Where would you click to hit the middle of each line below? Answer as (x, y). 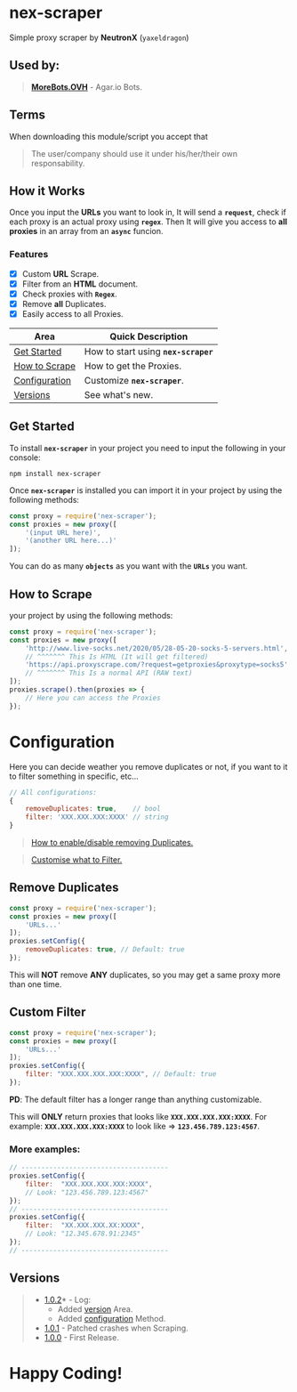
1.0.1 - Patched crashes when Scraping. (116, 1328)
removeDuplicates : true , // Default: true (105, 950)
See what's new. (119, 394)
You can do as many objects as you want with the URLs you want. (128, 566)
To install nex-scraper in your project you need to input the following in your (148, 448)
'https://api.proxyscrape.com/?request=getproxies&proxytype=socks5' (157, 665)
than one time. (36, 984)
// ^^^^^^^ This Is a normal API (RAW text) (109, 673)
